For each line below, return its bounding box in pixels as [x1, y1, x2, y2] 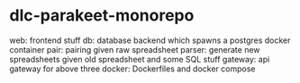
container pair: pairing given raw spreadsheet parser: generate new [9, 44, 260, 54]
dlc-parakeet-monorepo [9, 5, 195, 26]
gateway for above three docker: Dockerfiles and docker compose [9, 63, 256, 74]
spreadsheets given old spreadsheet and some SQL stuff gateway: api [9, 54, 270, 64]
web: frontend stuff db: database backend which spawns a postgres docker [9, 35, 291, 46]
